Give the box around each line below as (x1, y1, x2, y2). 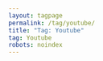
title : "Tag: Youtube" (8, 26, 84, 34)
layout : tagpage (8, 11, 63, 20)
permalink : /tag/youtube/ (8, 19, 95, 27)
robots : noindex (8, 41, 63, 49)
